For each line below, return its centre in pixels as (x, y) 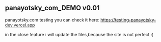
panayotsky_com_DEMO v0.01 (52, 8)
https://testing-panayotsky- (128, 20)
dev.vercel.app (20, 25)
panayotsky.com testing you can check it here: (52, 20)
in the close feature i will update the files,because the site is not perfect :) (79, 34)
